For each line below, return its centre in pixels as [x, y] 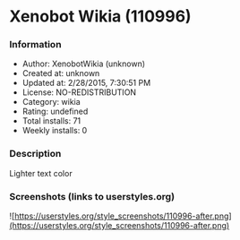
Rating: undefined [55, 111]
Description [35, 154]
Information [35, 45]
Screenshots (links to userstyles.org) [92, 196]
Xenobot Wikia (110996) [100, 17]
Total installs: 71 [51, 121]
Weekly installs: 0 [55, 131]
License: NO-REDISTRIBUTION [79, 92]
